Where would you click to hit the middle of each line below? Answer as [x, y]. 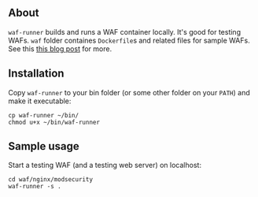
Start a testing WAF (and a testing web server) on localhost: [105, 165]
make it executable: [40, 101]
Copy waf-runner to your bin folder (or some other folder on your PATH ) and [129, 92]
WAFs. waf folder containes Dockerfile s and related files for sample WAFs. [129, 40]
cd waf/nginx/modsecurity [50, 180]
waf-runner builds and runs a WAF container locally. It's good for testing [125, 32]
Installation [36, 74]
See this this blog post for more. [60, 48]
